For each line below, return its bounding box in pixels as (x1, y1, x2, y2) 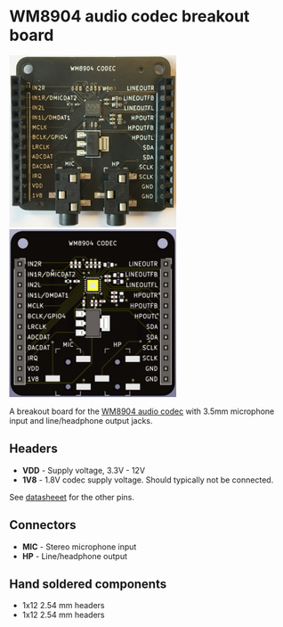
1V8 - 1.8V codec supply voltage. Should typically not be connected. (21, 474, 274, 485)
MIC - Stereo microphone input (21, 541, 137, 552)
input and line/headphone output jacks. (9, 415, 153, 425)
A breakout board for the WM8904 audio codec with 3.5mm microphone (9, 406, 275, 417)
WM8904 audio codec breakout (9, 6, 250, 27)
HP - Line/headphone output (21, 550, 127, 561)
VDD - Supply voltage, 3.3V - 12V (21, 465, 145, 475)
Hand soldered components (9, 576, 167, 591)
